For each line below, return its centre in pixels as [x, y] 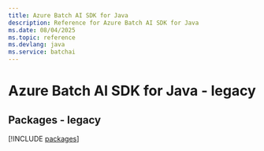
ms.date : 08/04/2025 [42, 30]
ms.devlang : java [37, 45]
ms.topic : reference [42, 37]
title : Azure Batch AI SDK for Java [68, 15]
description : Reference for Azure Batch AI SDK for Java [104, 23]
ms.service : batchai [42, 52]
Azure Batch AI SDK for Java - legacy [132, 91]
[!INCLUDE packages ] [44, 139]
